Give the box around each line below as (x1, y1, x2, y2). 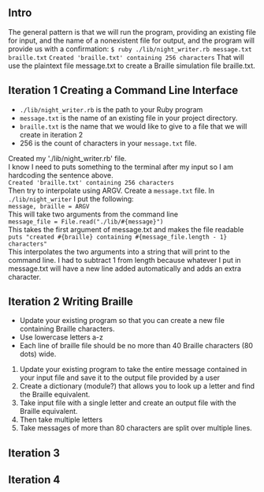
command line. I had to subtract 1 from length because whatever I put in (8, 255, 242, 265)
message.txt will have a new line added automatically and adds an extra (8, 264, 242, 273)
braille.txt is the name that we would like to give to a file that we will (19, 122, 247, 131)
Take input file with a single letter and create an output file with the (19, 398, 236, 407)
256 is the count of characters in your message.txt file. (19, 138, 197, 148)
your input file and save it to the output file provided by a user (19, 373, 221, 382)
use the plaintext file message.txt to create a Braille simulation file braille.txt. (8, 61, 256, 70)
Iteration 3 (8, 446, 61, 460)
